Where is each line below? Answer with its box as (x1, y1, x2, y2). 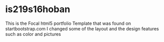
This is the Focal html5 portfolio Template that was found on (5, 20, 131, 26)
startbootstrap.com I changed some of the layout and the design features (5, 25, 159, 31)
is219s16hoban (5, 4, 70, 15)
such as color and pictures (5, 31, 61, 37)
